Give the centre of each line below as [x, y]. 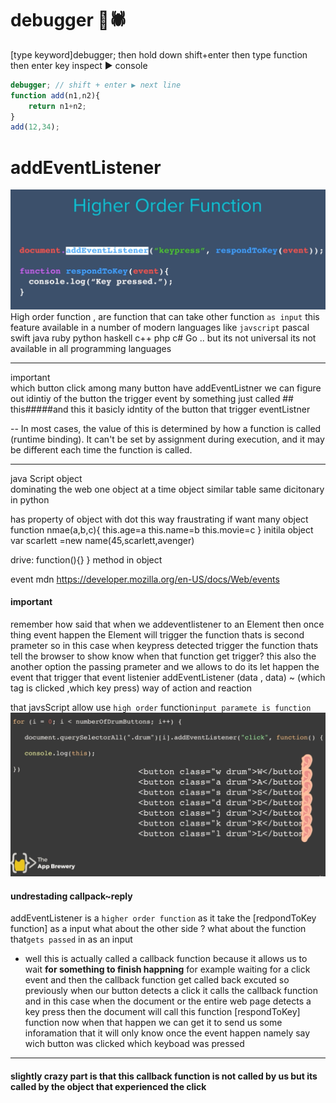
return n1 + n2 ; [57, 106]
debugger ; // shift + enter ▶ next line [96, 85]
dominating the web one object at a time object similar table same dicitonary [167, 489]
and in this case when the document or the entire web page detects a [168, 1001]
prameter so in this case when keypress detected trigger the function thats [164, 645]
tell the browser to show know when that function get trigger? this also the [163, 656]
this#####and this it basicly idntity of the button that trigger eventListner [160, 409]
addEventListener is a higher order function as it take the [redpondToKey [163, 918]
